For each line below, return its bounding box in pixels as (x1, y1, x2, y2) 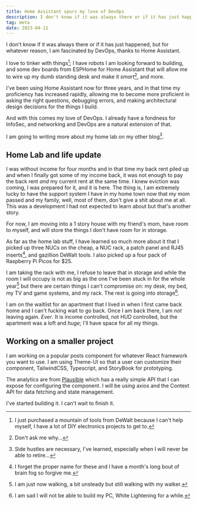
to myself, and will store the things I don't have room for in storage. (6, 227, 168, 234)
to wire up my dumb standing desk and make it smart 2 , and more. (6, 71, 165, 80)
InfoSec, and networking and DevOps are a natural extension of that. (6, 121, 172, 128)
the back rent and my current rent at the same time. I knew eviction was (6, 178, 180, 185)
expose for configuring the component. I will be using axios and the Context (6, 382, 189, 389)
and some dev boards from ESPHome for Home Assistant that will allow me (6, 66, 188, 73)
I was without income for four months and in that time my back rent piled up (6, 165, 189, 173)
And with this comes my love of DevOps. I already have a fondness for (6, 114, 176, 121)
